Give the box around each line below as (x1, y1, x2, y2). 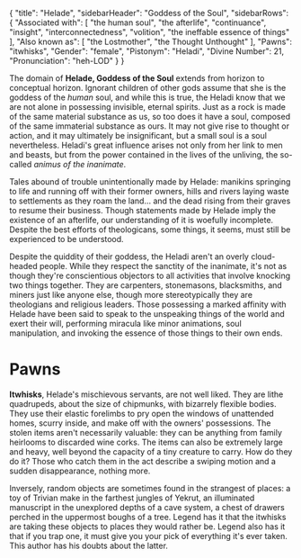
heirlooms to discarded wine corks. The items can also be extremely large (9, 436, 283, 447)
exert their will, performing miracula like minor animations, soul (9, 319, 243, 328)
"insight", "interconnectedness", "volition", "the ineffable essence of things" (9, 27, 290, 37)
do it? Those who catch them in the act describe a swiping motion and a (9, 455, 277, 466)
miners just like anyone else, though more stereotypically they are (9, 290, 253, 300)
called (9, 159, 32, 169)
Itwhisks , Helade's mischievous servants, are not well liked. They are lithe (9, 389, 284, 400)
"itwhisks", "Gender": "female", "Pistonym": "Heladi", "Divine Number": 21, (9, 46, 285, 57)
